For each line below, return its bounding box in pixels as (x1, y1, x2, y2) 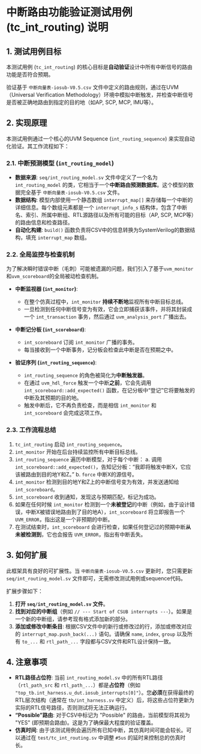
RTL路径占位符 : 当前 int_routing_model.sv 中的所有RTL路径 (14, 674, 163, 681)
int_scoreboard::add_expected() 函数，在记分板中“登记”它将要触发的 (23, 387, 195, 394)
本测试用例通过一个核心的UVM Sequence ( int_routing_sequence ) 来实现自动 (6, 135, 195, 142)
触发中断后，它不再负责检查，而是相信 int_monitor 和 (23, 402, 157, 409)
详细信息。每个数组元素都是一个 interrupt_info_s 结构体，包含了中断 (14, 204, 188, 211)
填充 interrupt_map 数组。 (25, 234, 90, 241)
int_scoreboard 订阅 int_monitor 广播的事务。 (23, 339, 138, 346)
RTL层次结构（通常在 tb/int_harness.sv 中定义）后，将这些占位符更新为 (14, 696, 195, 704)
